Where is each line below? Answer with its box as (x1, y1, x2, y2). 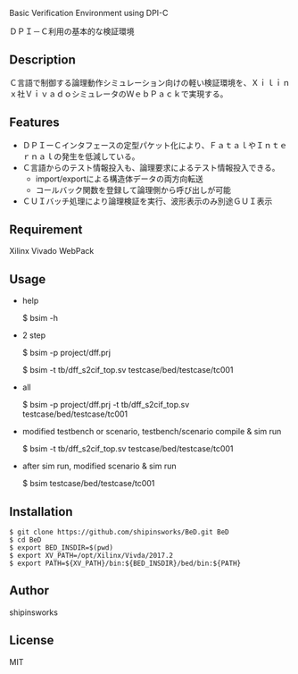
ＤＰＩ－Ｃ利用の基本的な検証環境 (9, 26, 135, 37)
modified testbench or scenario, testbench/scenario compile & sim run (21, 426, 282, 437)
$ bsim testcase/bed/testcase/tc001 (21, 478, 155, 489)
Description (9, 53, 76, 68)
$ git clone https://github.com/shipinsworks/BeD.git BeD (9, 527, 229, 537)
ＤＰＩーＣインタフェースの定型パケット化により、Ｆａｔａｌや (21, 139, 257, 150)
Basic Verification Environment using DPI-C (9, 8, 169, 18)
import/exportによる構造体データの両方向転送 (35, 173, 203, 184)
